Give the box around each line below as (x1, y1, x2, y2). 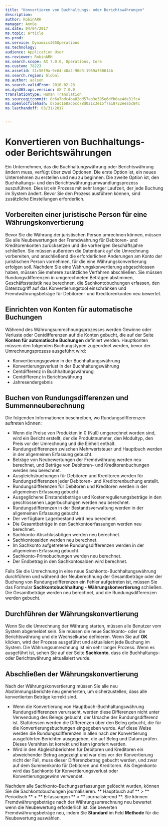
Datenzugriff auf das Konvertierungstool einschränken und (5, 285, 126, 291)
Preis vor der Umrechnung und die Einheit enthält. (12, 440, 116, 447)
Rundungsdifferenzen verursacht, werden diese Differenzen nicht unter (12, 709, 160, 715)
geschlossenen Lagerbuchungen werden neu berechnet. (12, 499, 130, 505)
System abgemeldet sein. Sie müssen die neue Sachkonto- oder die (5, 628, 145, 634)
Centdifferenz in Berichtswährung (12, 373, 83, 379)
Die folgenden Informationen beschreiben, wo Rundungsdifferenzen (5, 415, 146, 421)
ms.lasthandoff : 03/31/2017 (5, 106, 64, 111)
